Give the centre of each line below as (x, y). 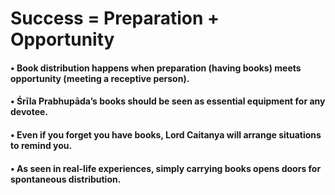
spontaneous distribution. (66, 179)
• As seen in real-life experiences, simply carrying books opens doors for (166, 168)
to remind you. (41, 145)
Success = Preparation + (115, 18)
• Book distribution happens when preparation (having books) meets (156, 68)
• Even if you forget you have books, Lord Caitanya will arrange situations (166, 134)
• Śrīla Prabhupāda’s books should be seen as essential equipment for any (168, 101)
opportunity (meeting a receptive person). (100, 78)
